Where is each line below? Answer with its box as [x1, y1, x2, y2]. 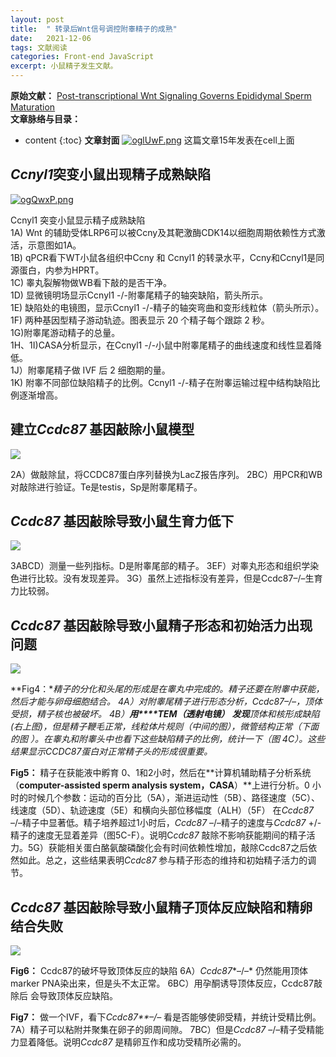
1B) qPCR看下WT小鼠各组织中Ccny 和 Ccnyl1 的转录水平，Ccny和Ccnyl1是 [10, 251, 317, 263]
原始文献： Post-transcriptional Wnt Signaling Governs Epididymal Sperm [10, 90, 312, 101]
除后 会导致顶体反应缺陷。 [10, 990, 118, 1002]
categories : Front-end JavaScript [10, 52, 155, 62]
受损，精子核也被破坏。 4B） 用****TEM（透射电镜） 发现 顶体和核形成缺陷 [10, 708, 320, 720]
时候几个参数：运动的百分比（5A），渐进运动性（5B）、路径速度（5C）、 [27, 792, 320, 804]
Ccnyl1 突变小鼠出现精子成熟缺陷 [10, 166, 212, 183]
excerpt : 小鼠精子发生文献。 [10, 61, 118, 71]
